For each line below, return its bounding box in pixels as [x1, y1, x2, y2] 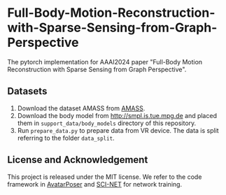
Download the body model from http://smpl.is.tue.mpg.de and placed [17, 111, 217, 120]
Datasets [7, 85, 48, 97]
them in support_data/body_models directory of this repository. [17, 119, 197, 127]
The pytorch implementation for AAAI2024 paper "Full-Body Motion [7, 57, 203, 66]
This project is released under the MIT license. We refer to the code [7, 173, 202, 181]
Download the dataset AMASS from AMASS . [17, 103, 146, 113]
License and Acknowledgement [7, 154, 148, 166]
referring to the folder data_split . [17, 133, 115, 142]
